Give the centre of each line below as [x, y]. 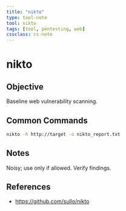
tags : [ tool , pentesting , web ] [46, 29]
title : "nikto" [25, 12]
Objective [25, 86]
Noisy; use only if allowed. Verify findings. [59, 168]
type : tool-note [27, 18]
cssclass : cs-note [29, 35]
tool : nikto [21, 23]
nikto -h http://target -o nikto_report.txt [63, 134]
